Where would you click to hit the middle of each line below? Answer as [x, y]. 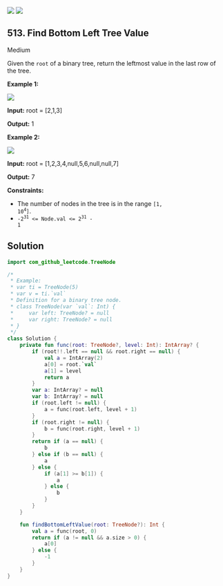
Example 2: [23, 137]
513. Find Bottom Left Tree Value [78, 34]
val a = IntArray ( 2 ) [74, 358]
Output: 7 [21, 177]
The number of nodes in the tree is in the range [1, [90, 203]
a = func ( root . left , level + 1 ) [90, 409]
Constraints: [26, 190]
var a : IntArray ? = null [68, 390]
